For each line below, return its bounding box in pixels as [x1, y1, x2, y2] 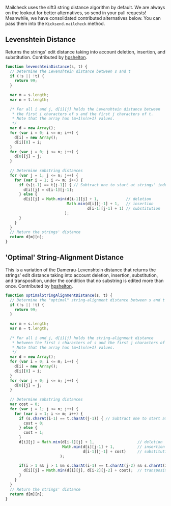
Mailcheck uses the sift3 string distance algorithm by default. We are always [5, 5, 165, 10]
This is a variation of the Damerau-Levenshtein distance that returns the [5, 267, 156, 273]
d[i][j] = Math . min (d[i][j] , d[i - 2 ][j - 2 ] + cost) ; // [23, 468, 142, 473]
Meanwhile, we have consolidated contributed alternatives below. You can [5, 15, 161, 21]
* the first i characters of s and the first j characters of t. [12, 111, 154, 117]
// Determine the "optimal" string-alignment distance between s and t [10, 297, 165, 302]
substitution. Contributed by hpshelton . [5, 54, 88, 60]
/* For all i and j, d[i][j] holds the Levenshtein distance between [10, 106, 160, 111]
